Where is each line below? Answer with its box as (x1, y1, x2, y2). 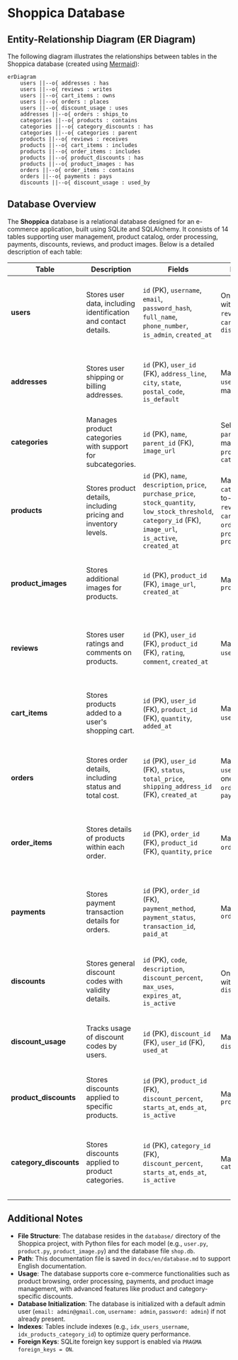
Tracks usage (86, 1023, 132, 1033)
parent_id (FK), (142, 438, 194, 448)
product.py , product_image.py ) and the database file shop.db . (17, 1246, 195, 1255)
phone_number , (142, 320, 189, 330)
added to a (86, 708, 122, 718)
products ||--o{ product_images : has (20, 161, 135, 168)
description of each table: (7, 247, 83, 256)
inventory (86, 519, 118, 529)
